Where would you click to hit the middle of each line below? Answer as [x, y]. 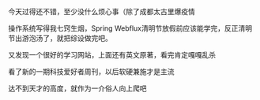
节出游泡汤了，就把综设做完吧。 [60, 38]
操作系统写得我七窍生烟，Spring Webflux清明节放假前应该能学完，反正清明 [130, 28]
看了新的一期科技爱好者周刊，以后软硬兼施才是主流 [91, 72]
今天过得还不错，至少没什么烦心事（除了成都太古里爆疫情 [102, 11]
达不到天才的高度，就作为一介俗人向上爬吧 [77, 88]
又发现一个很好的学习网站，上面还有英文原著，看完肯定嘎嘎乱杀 [112, 55]
